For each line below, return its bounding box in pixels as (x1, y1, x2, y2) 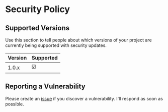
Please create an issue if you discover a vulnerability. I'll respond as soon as (5, 95, 163, 101)
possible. (5, 101, 24, 107)
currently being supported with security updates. (5, 42, 107, 48)
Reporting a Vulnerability (5, 82, 86, 91)
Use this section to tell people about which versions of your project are (5, 37, 152, 43)
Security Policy (5, 4, 70, 15)
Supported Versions (5, 24, 69, 32)
